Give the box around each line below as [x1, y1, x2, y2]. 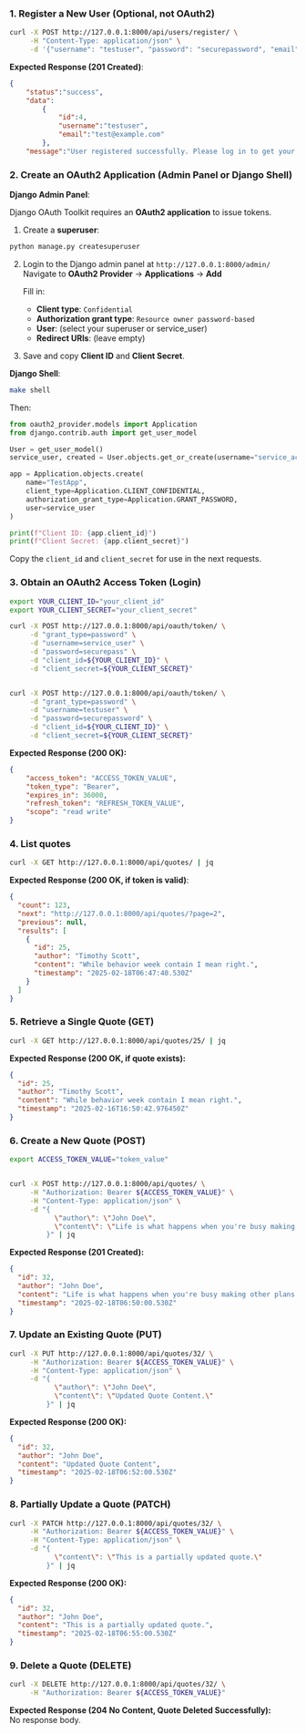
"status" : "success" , [25, 88, 104, 97]
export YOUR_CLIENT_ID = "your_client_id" [9, 596, 166, 606]
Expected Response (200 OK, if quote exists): [9, 1052, 187, 1064]
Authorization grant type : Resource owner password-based [36, 313, 255, 324]
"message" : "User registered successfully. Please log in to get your [25, 147, 296, 156]
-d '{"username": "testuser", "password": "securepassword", [29, 45, 267, 55]
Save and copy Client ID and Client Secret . [22, 350, 185, 361]
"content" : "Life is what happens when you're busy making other [17, 1289, 271, 1299]
